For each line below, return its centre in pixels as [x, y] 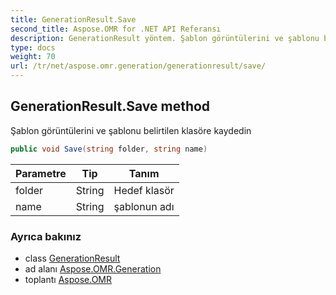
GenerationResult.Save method [110, 106]
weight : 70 [33, 57]
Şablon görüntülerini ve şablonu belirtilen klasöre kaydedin [131, 130]
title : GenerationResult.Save [73, 19]
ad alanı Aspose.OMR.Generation [93, 268]
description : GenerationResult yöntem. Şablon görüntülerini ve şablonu [165, 38]
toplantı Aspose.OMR [68, 279]
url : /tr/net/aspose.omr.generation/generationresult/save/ [138, 66]
